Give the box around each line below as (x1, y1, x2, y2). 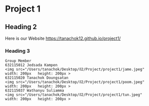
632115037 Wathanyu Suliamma (5, 88, 64, 93)
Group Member (5, 59, 32, 63)
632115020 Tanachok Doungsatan (5, 76, 69, 80)
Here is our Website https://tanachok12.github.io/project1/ (5, 35, 121, 41)
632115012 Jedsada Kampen (5, 63, 57, 68)
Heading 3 (5, 47, 30, 54)
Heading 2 (5, 23, 37, 31)
